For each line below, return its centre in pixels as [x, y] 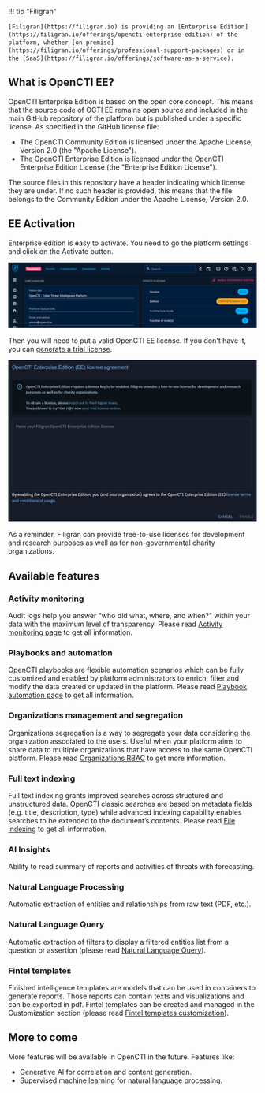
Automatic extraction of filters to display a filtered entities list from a [118, 942]
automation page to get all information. [71, 695]
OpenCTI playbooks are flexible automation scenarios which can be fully [126, 670]
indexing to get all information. [58, 829]
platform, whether [38, 43]
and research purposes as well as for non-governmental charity [112, 543]
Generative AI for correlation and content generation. [105, 1072]
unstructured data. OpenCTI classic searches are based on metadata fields [130, 804]
